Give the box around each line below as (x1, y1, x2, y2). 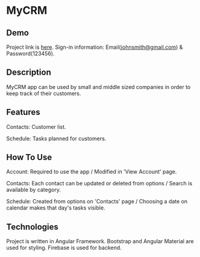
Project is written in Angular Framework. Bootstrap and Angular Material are (6, 238, 194, 245)
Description (6, 67, 51, 78)
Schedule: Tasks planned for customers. (6, 135, 107, 142)
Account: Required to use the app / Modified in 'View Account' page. (6, 168, 177, 175)
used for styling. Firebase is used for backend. (6, 244, 122, 252)
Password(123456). (6, 50, 55, 57)
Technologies (6, 221, 59, 232)
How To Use (6, 152, 52, 163)
